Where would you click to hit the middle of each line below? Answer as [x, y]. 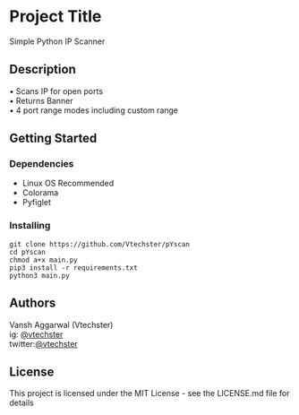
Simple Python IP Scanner [57, 41]
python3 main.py [39, 275]
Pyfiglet [37, 203]
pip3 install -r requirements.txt [74, 268]
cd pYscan [28, 252]
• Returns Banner [41, 100]
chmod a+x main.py [43, 260]
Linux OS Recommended [68, 183]
